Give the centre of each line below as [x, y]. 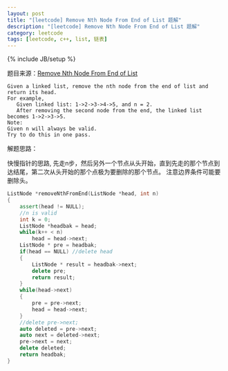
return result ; [54, 278]
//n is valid [38, 213]
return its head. [32, 93]
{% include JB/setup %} [41, 59]
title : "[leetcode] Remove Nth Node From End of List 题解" [94, 20]
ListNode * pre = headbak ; [58, 245]
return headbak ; [43, 354]
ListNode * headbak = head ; [58, 226]
